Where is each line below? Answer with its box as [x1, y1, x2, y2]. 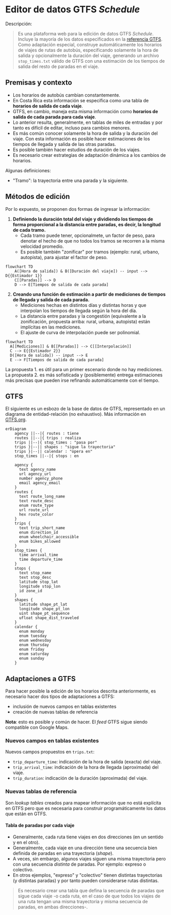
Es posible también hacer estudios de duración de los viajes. [12, 147, 141, 153]
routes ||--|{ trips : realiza [14, 435, 81, 441]
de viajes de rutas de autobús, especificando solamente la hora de [17, 47, 159, 53]
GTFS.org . [5, 416, 27, 423]
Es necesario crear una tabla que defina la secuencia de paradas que [17, 887, 164, 893]
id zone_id [18, 589, 42, 594]
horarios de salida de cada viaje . [12, 103, 83, 109]
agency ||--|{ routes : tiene [14, 431, 79, 436]
